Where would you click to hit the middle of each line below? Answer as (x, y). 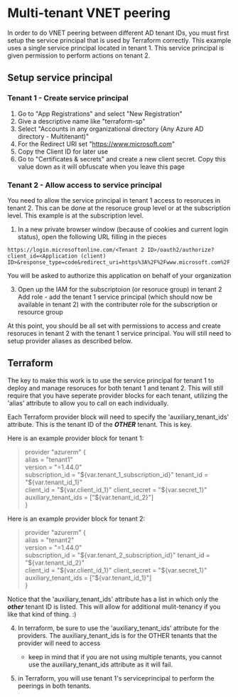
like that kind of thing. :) (42, 614)
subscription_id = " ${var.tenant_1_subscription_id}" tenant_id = (116, 474)
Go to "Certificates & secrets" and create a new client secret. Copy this (121, 159)
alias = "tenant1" (49, 459)
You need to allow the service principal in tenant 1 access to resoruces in (114, 200)
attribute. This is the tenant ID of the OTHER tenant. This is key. (100, 424)
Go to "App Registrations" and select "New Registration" (100, 113)
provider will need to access (59, 643)
